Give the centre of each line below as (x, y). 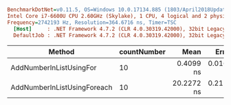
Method (62, 52)
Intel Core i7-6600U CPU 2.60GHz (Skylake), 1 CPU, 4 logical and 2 (107, 16)
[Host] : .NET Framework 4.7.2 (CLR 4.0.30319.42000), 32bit (109, 29)
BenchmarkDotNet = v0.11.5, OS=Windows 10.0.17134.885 (84, 10)
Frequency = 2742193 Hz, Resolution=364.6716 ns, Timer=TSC (92, 22)
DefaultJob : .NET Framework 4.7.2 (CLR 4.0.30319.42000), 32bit (109, 35)
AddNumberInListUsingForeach (62, 88)
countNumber (143, 52)
